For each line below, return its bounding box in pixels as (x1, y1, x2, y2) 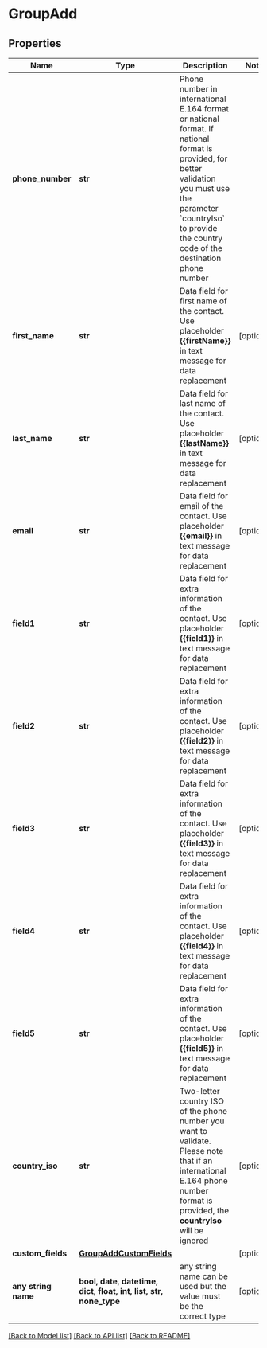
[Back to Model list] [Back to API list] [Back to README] (8, 1331, 191, 1340)
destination (179, 252, 222, 264)
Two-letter (179, 1086, 220, 1096)
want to (179, 1126, 208, 1136)
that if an (179, 1155, 213, 1166)
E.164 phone (179, 1175, 228, 1186)
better (179, 163, 203, 174)
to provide (179, 223, 218, 233)
